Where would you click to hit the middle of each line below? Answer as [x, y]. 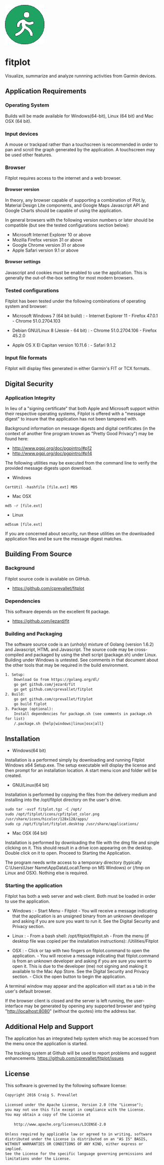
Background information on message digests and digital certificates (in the [80, 428]
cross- [141, 650]
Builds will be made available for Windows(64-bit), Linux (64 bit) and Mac [79, 116]
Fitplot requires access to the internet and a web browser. [63, 178]
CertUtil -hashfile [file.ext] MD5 [41, 487]
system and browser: [26, 306]
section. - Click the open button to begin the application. [69, 977]
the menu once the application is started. [47, 1044]
